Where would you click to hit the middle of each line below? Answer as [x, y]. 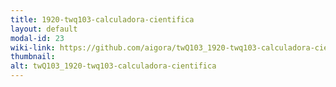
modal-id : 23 [37, 38]
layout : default [44, 29]
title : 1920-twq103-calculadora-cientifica [102, 19]
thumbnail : [33, 57]
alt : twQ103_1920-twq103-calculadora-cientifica [113, 66]
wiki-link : [33, 47]
